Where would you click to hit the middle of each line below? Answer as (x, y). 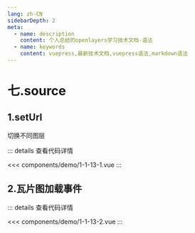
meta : (15, 27)
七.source (37, 91)
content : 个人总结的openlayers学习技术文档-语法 (86, 40)
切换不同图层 (26, 135)
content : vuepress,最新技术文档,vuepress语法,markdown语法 (104, 54)
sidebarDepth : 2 (31, 21)
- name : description (44, 34)
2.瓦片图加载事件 (45, 189)
